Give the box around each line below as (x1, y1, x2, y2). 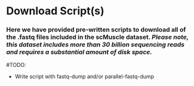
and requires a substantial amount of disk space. (6, 48, 152, 56)
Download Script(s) (6, 4, 104, 18)
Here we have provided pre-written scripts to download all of (6, 26, 186, 34)
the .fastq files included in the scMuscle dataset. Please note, (6, 33, 189, 41)
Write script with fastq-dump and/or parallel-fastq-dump (14, 73, 154, 80)
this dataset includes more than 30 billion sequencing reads (6, 41, 185, 49)
